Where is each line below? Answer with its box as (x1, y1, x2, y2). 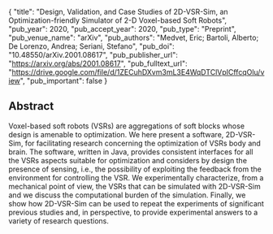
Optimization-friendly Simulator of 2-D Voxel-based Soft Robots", (8, 15, 227, 25)
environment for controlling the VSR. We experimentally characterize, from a (8, 172, 264, 182)
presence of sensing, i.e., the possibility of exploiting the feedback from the (8, 164, 262, 174)
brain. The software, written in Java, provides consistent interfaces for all (8, 146, 253, 157)
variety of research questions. (8, 215, 110, 226)
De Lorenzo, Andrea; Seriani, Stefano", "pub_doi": (8, 41, 175, 51)
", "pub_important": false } (19, 76, 108, 85)
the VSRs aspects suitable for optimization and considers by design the (8, 155, 248, 165)
